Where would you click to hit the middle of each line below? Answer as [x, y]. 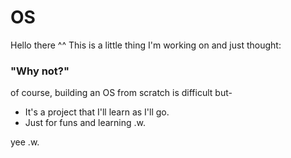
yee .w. [25, 142]
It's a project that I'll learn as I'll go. [97, 112]
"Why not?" [40, 71]
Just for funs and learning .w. [85, 123]
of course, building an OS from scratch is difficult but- [121, 93]
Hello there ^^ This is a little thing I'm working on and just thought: [146, 45]
